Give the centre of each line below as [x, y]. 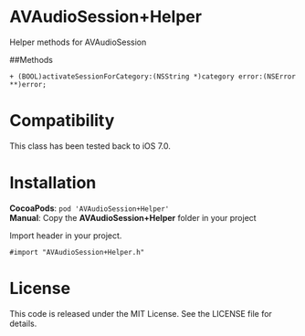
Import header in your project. [66, 236]
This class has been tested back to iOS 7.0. [90, 146]
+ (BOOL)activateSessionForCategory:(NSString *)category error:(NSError [153, 76]
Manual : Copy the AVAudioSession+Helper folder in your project [133, 217]
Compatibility [62, 121]
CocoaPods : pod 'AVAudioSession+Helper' [89, 208]
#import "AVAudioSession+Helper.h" [77, 252]
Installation [53, 183]
